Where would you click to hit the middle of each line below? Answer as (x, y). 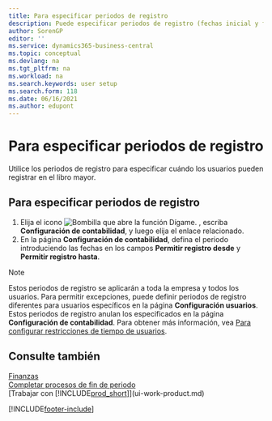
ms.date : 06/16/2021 (43, 99)
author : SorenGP (36, 31)
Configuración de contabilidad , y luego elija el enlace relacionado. (132, 231)
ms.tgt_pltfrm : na (39, 69)
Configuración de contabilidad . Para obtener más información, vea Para (130, 322)
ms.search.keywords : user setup (63, 83)
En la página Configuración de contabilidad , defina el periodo (124, 239)
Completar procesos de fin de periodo (72, 385)
